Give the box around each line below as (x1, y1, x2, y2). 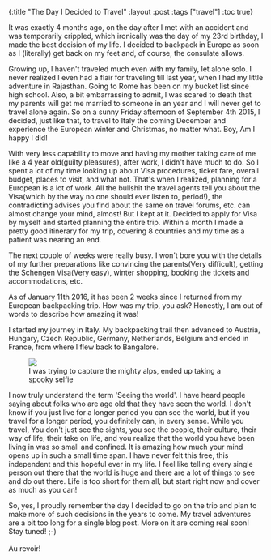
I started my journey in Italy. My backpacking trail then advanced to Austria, (8, 325, 260, 335)
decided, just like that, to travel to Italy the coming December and (8, 116, 227, 125)
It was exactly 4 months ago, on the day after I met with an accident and (8, 23, 249, 32)
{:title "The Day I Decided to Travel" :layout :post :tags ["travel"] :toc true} (8, 7, 253, 16)
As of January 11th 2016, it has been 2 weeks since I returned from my (8, 292, 243, 301)
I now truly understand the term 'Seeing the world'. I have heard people (8, 391, 246, 400)
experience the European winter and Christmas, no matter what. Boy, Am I (8, 125, 256, 134)
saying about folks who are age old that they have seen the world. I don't (8, 399, 252, 408)
